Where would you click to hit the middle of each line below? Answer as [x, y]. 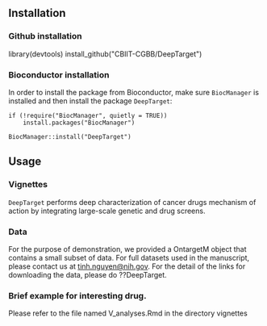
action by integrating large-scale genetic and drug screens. [107, 211]
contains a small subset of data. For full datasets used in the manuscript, [129, 257]
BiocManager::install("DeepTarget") [70, 136]
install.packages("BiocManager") [79, 123]
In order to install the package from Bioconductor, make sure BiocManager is [134, 92]
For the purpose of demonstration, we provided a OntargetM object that [128, 249]
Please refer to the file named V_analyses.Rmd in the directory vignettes [128, 313]
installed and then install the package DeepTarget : [90, 101]
